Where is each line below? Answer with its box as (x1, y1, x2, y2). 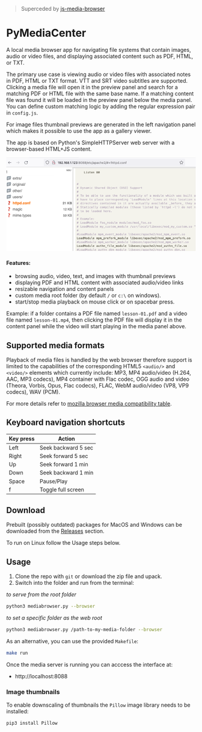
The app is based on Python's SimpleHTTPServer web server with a (6, 139, 175, 146)
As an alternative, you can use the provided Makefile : (6, 637, 139, 644)
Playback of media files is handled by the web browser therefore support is (6, 356, 192, 364)
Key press (8, 435, 35, 442)
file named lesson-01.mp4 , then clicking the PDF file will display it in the (6, 316, 182, 323)
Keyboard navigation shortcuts (6, 418, 125, 428)
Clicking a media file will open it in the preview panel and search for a (6, 83, 179, 91)
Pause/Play (40, 477, 68, 485)
